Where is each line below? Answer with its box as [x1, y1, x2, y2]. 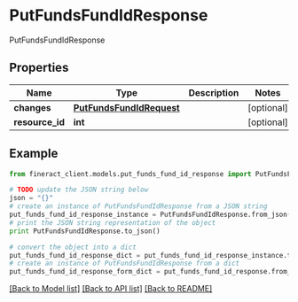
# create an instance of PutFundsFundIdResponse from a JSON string [9, 202, 268, 211]
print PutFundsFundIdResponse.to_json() [9, 227, 161, 236]
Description [188, 86, 239, 98]
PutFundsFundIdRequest [73, 101, 180, 113]
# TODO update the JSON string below [9, 185, 149, 195]
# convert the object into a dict [9, 243, 137, 252]
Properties [9, 60, 69, 75]
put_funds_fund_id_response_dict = [9, 251, 141, 259]
